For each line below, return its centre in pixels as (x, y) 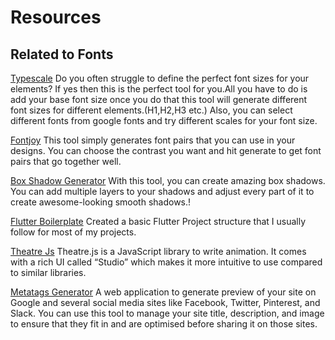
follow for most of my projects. (73, 232)
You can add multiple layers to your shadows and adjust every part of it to (162, 191)
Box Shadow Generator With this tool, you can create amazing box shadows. (168, 180)
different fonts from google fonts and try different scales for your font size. (164, 120)
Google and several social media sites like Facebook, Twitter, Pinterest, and (165, 302)
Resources (56, 17)
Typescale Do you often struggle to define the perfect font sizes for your (160, 78)
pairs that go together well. (66, 161)
